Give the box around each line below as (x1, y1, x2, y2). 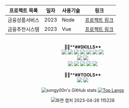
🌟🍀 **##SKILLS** (64, 44, 101, 50)
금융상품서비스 (7, 17, 40, 24)
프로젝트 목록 (9, 7, 38, 14)
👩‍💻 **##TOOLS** (64, 72, 101, 78)
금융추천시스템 (7, 26, 40, 32)
